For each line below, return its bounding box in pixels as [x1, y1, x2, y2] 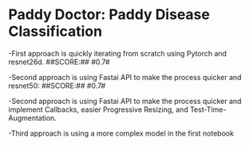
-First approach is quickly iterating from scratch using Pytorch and [8, 48, 227, 58]
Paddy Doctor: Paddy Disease [8, 6, 210, 24]
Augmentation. [8, 113, 57, 122]
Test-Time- [190, 105, 227, 114]
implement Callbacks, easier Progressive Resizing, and [8, 105, 189, 114]
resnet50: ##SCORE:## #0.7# [8, 81, 106, 90]
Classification [8, 22, 102, 40]
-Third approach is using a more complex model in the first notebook [8, 129, 234, 138]
